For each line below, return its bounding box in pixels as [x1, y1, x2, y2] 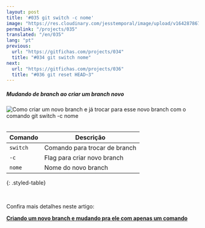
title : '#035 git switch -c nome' [6, 15, 95, 21]
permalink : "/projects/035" [6, 26, 78, 32]
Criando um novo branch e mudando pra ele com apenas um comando [6, 215, 188, 222]
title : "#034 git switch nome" [12, 54, 92, 61]
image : [6, 20, 23, 26]
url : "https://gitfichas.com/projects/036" [12, 65, 124, 72]
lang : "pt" [6, 37, 34, 43]
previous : [6, 43, 32, 50]
